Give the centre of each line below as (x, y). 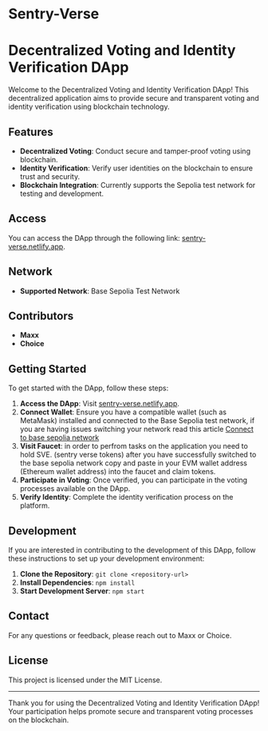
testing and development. (62, 194)
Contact (29, 616)
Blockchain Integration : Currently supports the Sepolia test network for (138, 185)
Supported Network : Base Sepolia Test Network (100, 291)
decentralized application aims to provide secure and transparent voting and (134, 98)
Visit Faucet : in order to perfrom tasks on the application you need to (134, 446)
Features (31, 132)
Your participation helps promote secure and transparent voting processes (131, 711)
